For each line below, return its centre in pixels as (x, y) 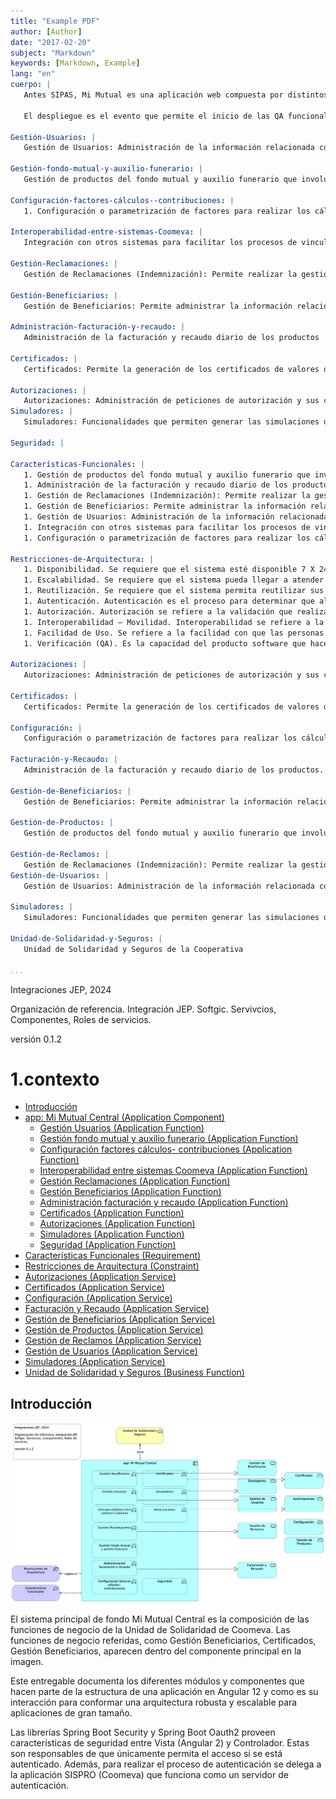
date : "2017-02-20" (51, 42)
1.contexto (55, 1079)
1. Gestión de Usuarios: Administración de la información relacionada (176, 517)
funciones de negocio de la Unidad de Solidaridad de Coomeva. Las (150, 1630)
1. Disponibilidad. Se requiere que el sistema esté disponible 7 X (169, 570)
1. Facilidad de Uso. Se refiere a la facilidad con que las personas (174, 633)
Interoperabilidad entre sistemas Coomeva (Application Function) (173, 1171)
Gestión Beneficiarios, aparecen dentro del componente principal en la (156, 1651)
